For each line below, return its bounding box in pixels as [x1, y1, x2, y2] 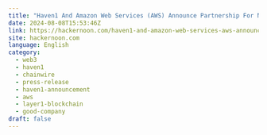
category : [8, 48, 41, 56]
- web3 [15, 56, 37, 64]
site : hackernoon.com [8, 33, 80, 42]
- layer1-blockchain [15, 100, 83, 108]
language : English [8, 41, 69, 49]
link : [8, 26, 26, 34]
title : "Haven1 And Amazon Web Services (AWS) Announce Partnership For [8, 11, 254, 20]
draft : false [8, 115, 52, 123]
